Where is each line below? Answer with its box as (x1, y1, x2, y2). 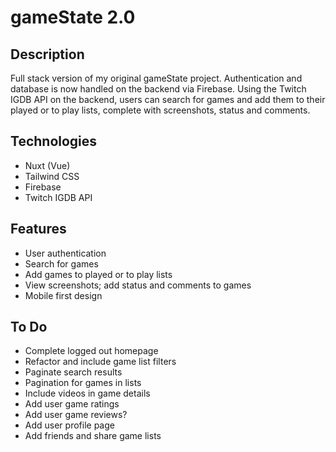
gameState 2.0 (10, 6, 136, 29)
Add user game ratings (24, 398, 120, 410)
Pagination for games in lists (24, 377, 142, 389)
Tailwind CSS (24, 170, 80, 182)
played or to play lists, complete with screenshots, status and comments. (10, 104, 311, 116)
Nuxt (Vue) (24, 159, 71, 171)
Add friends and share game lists (24, 430, 162, 442)
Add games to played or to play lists (24, 268, 173, 280)
